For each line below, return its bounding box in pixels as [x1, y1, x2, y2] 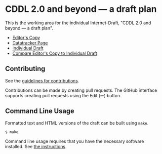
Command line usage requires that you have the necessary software [5, 138, 144, 144]
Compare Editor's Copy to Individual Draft [12, 50, 97, 56]
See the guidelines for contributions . [5, 77, 80, 83]
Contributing [5, 65, 45, 73]
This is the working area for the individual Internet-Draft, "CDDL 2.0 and [5, 20, 152, 26]
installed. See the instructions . [5, 144, 67, 150]
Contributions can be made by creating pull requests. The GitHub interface [5, 87, 157, 93]
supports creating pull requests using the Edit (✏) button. [5, 92, 121, 98]
